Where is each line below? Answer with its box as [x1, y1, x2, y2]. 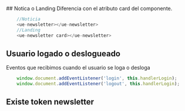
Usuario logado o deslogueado [6, 48, 121, 58]
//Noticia [16, 16, 41, 22]
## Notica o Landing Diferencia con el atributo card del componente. [6, 5, 173, 12]
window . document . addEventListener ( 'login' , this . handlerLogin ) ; [16, 75, 177, 81]
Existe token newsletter [6, 97, 95, 107]
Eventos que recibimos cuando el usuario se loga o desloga [6, 64, 151, 71]
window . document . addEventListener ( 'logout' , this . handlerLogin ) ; [16, 81, 180, 87]
